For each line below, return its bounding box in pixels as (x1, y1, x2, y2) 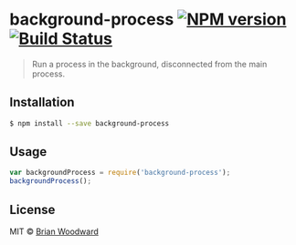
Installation (9, 95, 75, 110)
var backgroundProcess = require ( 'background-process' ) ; (9, 168, 231, 178)
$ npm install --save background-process (9, 118, 170, 128)
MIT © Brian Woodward (9, 226, 99, 237)
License (9, 201, 56, 218)
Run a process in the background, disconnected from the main (31, 58, 268, 69)
